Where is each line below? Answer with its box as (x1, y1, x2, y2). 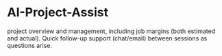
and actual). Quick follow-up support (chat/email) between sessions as (7, 34, 208, 42)
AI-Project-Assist (7, 5, 109, 20)
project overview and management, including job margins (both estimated (7, 27, 216, 35)
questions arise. (7, 41, 53, 49)
